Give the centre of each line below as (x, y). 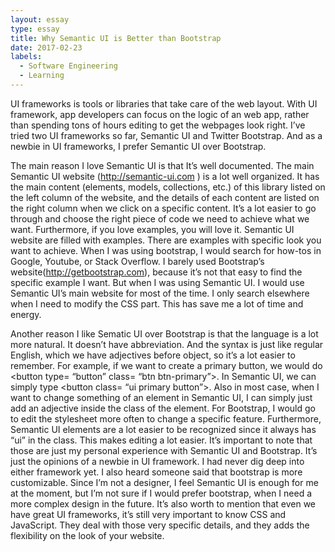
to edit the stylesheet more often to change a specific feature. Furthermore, (166, 418)
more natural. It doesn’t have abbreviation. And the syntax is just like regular (167, 344)
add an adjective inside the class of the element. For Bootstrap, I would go (163, 408)
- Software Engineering (68, 66)
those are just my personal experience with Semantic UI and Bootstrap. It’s (164, 450)
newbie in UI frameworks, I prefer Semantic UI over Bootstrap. (138, 146)
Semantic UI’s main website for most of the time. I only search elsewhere (160, 293)
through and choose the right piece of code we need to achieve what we (160, 218)
